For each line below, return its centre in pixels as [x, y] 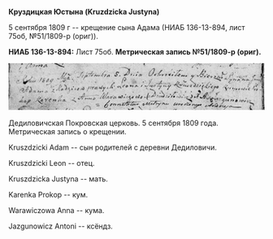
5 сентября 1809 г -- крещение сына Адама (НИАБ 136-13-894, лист [127, 27]
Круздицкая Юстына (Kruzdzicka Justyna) [84, 12]
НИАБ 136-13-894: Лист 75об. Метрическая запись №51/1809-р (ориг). [135, 52]
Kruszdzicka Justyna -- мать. [58, 179]
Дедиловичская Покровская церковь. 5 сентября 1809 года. [114, 123]
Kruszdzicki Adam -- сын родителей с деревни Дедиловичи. [113, 147]
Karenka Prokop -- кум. [48, 194]
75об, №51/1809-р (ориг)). [54, 36]
